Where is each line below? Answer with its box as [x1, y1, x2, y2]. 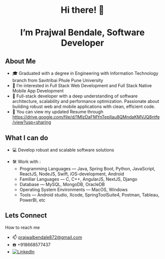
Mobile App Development [12, 88, 64, 94]
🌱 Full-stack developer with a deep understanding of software [12, 93, 138, 99]
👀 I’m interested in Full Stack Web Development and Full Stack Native [12, 83, 152, 89]
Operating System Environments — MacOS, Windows [19, 187, 128, 193]
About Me [5, 57, 36, 65]
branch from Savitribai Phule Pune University [12, 77, 104, 83]
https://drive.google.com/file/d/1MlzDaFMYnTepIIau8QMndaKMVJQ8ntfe [12, 114, 160, 120]
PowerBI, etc [19, 197, 46, 203]
